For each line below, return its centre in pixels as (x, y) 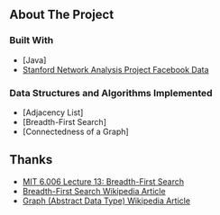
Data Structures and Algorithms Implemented (111, 93)
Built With (32, 40)
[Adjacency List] (53, 112)
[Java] (34, 60)
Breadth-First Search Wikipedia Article (94, 191)
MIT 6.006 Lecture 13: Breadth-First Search (103, 181)
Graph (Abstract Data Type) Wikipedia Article (106, 201)
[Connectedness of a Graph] (75, 131)
